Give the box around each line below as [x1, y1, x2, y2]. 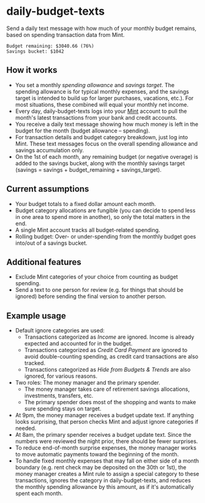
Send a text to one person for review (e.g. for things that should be [15, 286, 184, 294]
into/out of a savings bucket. [15, 239, 88, 247]
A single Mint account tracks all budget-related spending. [15, 226, 160, 234]
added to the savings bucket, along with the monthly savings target [15, 159, 185, 167]
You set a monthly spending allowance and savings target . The [15, 81, 175, 88]
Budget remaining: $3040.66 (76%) [6, 43, 95, 49]
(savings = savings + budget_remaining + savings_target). [15, 166, 162, 173]
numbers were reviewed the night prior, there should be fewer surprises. [15, 437, 198, 445]
